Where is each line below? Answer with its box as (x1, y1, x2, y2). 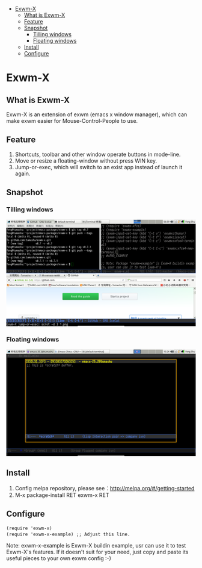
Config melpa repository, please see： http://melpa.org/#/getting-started (14, 484, 195, 492)
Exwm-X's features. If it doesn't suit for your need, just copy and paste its (6, 548, 189, 556)
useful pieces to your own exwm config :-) (6, 555, 111, 562)
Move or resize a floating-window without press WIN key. (14, 157, 158, 164)
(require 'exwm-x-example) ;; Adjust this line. (6, 531, 130, 538)
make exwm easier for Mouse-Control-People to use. (6, 117, 138, 124)
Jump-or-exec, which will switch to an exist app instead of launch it (14, 163, 183, 170)
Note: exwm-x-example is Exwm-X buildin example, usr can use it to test (6, 542, 186, 549)
